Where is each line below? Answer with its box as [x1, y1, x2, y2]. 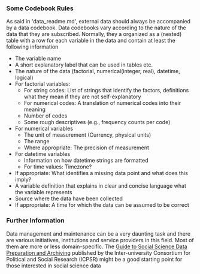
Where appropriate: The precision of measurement [23, 144, 150, 151]
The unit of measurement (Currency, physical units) [23, 131, 151, 138]
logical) [14, 74, 34, 82]
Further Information [6, 216, 65, 225]
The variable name [14, 55, 62, 62]
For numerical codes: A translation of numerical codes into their [23, 100, 181, 107]
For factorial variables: [14, 80, 71, 88]
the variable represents [14, 189, 72, 196]
